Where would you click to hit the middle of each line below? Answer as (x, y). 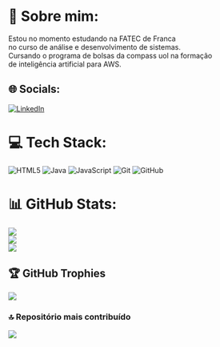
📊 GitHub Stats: (63, 204)
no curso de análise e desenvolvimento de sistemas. (95, 46)
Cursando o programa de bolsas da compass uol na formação (110, 55)
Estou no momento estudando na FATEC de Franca (92, 38)
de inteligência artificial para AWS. (65, 64)
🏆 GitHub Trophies (57, 274)
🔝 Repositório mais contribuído (70, 317)
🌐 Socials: (34, 89)
